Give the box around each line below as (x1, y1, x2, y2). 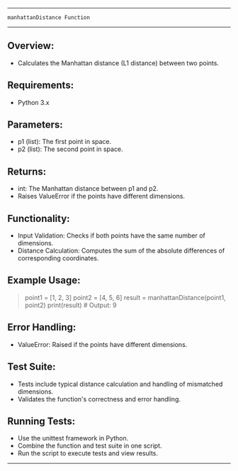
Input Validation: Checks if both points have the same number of (17, 231, 205, 240)
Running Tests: (7, 415, 76, 427)
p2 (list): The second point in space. (17, 145, 123, 153)
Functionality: (7, 212, 70, 224)
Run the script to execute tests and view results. (17, 449, 158, 458)
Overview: (7, 40, 55, 52)
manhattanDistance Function (7, 14, 91, 21)
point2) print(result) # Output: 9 (24, 301, 117, 309)
